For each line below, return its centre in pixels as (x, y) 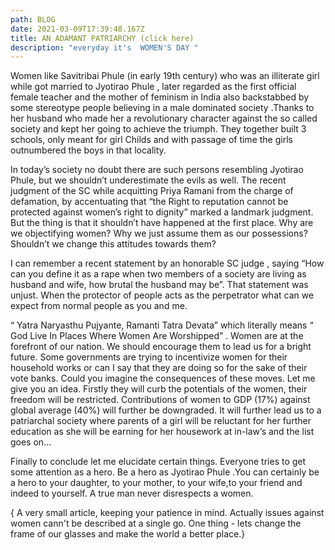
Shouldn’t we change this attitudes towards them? (113, 244)
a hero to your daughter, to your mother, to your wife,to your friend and (156, 483)
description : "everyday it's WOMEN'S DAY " (104, 47)
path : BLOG (33, 19)
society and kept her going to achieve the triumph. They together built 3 (158, 129)
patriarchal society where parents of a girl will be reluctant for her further (161, 421)
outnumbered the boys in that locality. (88, 150)
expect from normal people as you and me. (99, 306)
